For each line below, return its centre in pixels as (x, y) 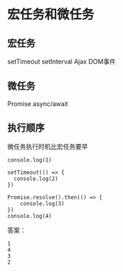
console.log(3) (42, 204)
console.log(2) (36, 179)
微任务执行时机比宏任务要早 (48, 146)
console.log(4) (30, 216)
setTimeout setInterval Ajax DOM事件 (61, 62)
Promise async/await (38, 103)
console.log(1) (30, 160)
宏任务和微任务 (51, 15)
